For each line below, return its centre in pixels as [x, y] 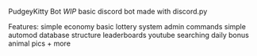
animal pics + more [40, 43]
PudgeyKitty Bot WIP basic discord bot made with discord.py [108, 11]
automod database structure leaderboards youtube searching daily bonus [129, 35]
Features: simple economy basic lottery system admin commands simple [127, 26]
